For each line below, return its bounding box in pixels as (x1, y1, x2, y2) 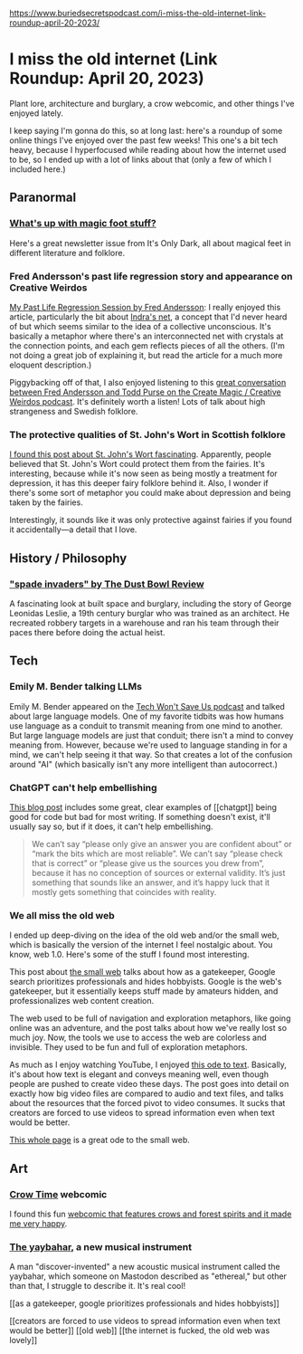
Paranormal (9, 190, 77, 205)
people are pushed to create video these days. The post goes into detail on (9, 1079, 289, 1090)
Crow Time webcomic (9, 1187, 108, 1200)
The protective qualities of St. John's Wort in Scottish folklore (9, 428, 287, 441)
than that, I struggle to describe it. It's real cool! (9, 1281, 186, 1292)
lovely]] (9, 1335, 38, 1346)
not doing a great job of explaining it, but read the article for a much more (9, 349, 283, 360)
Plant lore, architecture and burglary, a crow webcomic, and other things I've (9, 98, 295, 109)
